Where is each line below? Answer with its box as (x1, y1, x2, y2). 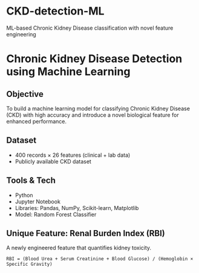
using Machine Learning (6, 65, 131, 79)
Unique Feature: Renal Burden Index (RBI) (6, 228, 165, 238)
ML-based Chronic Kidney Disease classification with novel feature (6, 24, 174, 31)
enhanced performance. (6, 117, 67, 125)
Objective (6, 89, 44, 99)
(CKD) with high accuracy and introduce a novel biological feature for (6, 111, 180, 119)
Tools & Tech (6, 176, 56, 186)
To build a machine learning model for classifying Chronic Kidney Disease (6, 105, 191, 112)
